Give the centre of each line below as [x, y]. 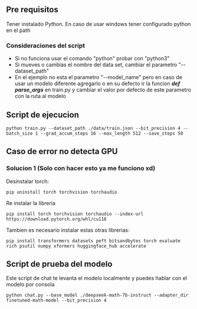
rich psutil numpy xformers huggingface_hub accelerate [76, 246]
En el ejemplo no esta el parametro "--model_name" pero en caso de [98, 77]
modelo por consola [30, 284]
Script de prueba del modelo [59, 264]
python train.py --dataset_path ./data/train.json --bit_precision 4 [93, 128]
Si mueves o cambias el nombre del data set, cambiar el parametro [96, 65]
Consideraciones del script [46, 45]
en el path [18, 30]
